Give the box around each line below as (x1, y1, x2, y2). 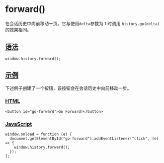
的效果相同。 (5, 26, 31, 33)
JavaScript (5, 120, 32, 127)
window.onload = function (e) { (5, 132, 72, 137)
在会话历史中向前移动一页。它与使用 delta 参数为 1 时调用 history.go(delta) (5, 20, 160, 26)
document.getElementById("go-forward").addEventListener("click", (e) (9, 136, 159, 141)
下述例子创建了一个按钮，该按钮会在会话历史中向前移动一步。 (5, 85, 132, 91)
